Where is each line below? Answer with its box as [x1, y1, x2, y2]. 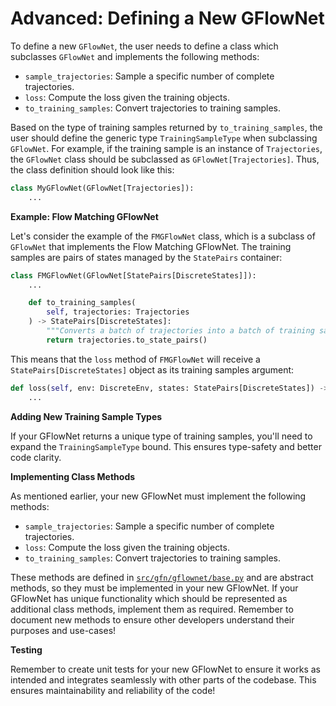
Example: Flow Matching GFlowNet [10, 210, 159, 222]
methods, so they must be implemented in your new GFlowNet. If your [10, 582, 299, 594]
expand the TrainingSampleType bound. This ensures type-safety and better [10, 440, 322, 452]
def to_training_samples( [28, 298, 137, 308]
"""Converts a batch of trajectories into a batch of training [46, 326, 315, 336]
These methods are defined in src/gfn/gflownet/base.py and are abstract [10, 571, 314, 583]
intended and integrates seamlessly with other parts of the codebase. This [10, 673, 317, 686]
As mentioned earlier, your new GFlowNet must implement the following [10, 490, 307, 502]
